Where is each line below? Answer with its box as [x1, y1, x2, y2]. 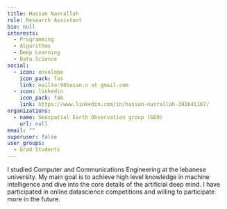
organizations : [7, 107, 51, 114]
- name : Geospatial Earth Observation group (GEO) [13, 114, 163, 121]
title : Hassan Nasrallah [7, 10, 79, 17]
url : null [19, 120, 49, 127]
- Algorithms [13, 42, 51, 49]
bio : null [7, 23, 36, 30]
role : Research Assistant [7, 17, 82, 24]
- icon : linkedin [13, 88, 64, 95]
